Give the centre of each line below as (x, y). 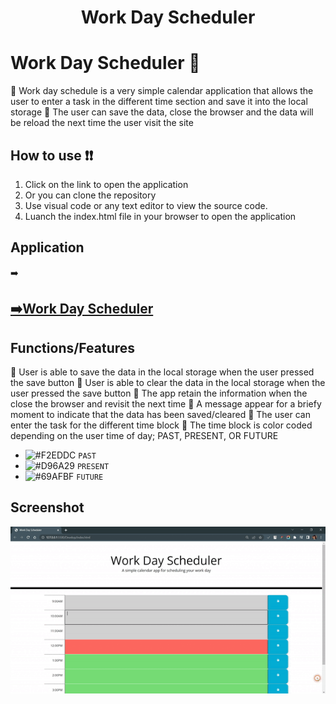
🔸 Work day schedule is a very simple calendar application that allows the (162, 91)
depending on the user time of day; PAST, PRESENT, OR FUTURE (144, 435)
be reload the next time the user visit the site (102, 123)
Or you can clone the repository (90, 195)
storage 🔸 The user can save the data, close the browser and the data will (162, 112)
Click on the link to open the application (106, 184)
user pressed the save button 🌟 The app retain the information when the (159, 393)
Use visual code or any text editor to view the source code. (146, 205)
